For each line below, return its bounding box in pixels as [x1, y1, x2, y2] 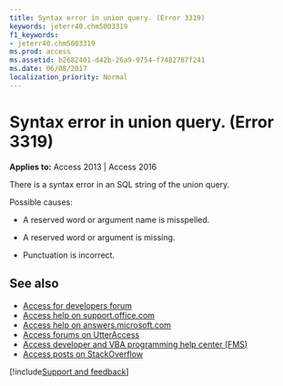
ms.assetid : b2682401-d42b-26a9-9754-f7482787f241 [9, 56, 206, 65]
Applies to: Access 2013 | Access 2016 [9, 161, 157, 172]
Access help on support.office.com [22, 310, 156, 320]
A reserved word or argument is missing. [22, 231, 176, 242]
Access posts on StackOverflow [22, 348, 144, 360]
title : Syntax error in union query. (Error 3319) [9, 13, 206, 23]
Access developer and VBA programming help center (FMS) [22, 339, 248, 350]
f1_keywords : [9, 30, 59, 39]
